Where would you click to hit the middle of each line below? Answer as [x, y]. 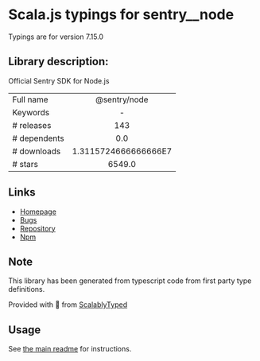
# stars [25, 164]
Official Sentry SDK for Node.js [59, 80]
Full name [31, 99]
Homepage [38, 212]
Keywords [31, 112]
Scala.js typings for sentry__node [121, 15]
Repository [37, 228]
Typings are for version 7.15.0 [56, 37]
